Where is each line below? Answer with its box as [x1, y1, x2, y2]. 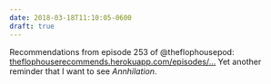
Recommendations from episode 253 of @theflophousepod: [9, 46, 235, 57]
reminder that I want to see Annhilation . [9, 65, 157, 77]
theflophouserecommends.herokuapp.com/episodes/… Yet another [9, 56, 262, 67]
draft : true [9, 22, 55, 31]
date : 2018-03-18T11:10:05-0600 [9, 13, 132, 23]
